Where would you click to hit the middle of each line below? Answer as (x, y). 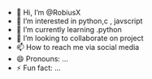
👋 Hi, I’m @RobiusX (48, 12)
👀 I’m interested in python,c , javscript (79, 21)
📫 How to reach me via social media (78, 47)
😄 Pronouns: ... (42, 59)
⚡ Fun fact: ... (38, 68)
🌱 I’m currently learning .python (69, 29)
